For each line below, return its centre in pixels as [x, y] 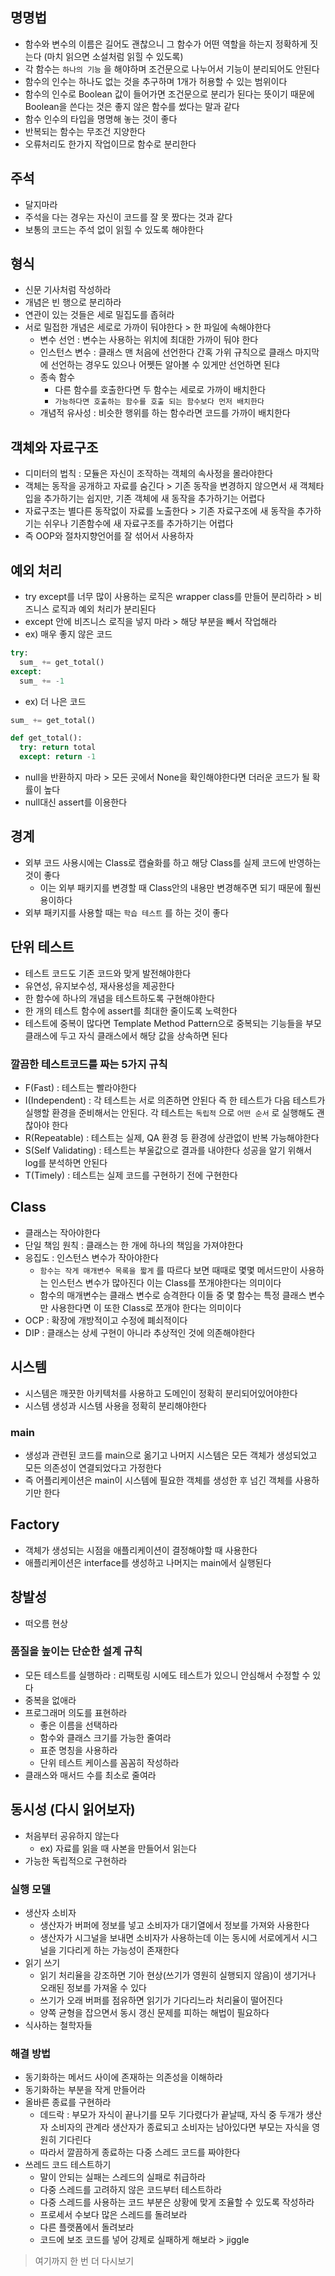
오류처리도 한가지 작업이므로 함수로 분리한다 [110, 144]
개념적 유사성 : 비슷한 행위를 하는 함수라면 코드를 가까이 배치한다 [165, 413]
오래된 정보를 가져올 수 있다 [93, 1987]
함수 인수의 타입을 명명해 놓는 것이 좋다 [101, 119]
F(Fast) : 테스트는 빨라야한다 [80, 1087]
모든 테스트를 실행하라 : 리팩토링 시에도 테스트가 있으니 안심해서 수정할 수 [167, 1675]
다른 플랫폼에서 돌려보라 [87, 2227]
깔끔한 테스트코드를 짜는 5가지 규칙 [89, 1064]
